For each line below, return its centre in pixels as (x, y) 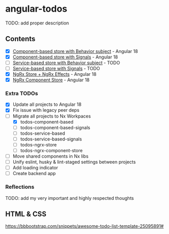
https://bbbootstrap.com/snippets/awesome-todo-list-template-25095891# (84, 226)
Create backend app (34, 173)
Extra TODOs (22, 94)
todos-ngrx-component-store (51, 150)
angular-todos (36, 9)
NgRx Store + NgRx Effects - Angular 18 (55, 74)
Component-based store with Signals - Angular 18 (65, 57)
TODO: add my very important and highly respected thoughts (70, 198)
